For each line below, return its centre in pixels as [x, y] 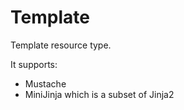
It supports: [34, 64]
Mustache [45, 83]
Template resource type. [61, 45]
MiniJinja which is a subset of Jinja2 [99, 94]
